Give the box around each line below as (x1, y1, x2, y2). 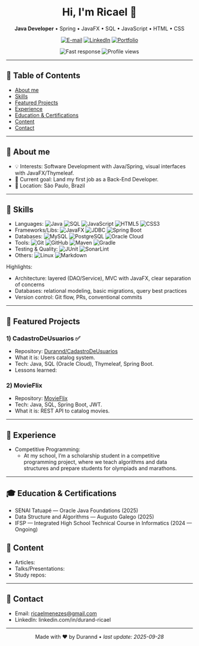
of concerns (14, 281, 45, 288)
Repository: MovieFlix (14, 395, 68, 402)
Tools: (14, 239, 30, 247)
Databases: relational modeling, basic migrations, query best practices (14, 287, 187, 295)
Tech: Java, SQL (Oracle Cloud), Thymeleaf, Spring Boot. (14, 360, 154, 367)
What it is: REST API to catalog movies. (14, 407, 110, 414)
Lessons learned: (14, 367, 57, 374)
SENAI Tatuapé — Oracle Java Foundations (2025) (14, 507, 139, 514)
